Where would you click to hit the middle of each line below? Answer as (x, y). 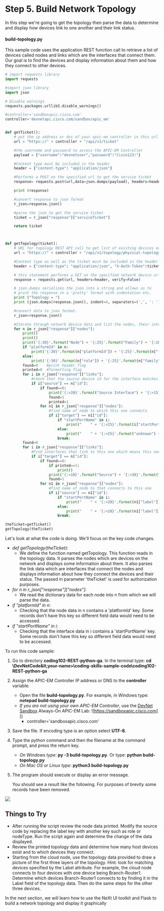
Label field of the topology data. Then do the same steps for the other (82, 883)
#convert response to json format (49, 199)
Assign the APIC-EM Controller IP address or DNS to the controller (79, 681)
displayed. (22, 841)
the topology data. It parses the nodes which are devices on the (83, 558)
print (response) (31, 191)
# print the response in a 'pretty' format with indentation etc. (83, 293)
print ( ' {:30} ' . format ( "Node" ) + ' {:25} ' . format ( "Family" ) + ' (87, 343)
